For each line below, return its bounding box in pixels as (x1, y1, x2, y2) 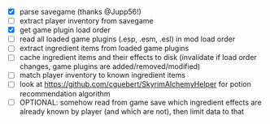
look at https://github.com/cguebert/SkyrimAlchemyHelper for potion (19, 79, 251, 89)
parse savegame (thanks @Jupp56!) (19, 7, 142, 16)
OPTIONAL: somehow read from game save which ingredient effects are (19, 97, 262, 107)
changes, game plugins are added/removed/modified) (19, 62, 201, 71)
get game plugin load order (19, 25, 111, 35)
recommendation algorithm (19, 88, 111, 98)
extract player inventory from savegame (19, 16, 154, 26)
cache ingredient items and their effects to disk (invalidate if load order (19, 53, 257, 62)
